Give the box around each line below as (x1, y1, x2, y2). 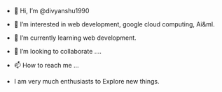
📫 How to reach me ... (13, 61, 79, 69)
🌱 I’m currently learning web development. (13, 33, 137, 42)
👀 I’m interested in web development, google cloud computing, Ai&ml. (13, 20, 215, 28)
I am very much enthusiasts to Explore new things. (13, 77, 160, 85)
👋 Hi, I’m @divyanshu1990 (13, 7, 90, 15)
